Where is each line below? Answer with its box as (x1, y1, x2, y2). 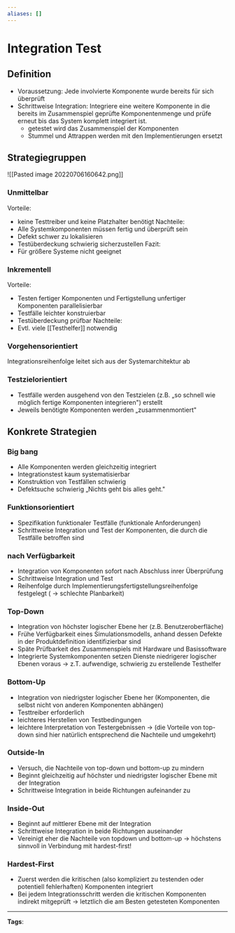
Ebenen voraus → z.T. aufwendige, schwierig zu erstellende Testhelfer (17, 660, 222, 668)
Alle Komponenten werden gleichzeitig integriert (17, 463, 157, 471)
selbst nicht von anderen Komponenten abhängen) (17, 700, 164, 709)
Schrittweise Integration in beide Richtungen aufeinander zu (17, 786, 191, 794)
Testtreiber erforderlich (17, 708, 85, 717)
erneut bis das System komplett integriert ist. (17, 116, 148, 125)
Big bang (7, 446, 38, 456)
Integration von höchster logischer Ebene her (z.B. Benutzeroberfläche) (17, 623, 224, 631)
